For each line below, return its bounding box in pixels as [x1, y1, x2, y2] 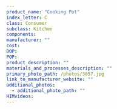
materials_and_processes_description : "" [6, 65, 113, 71]
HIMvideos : [6, 93, 34, 99]
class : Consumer [6, 20, 47, 26]
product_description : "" [6, 59, 69, 65]
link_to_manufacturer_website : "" [6, 76, 94, 82]
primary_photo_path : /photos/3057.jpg [6, 71, 104, 77]
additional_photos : [6, 82, 56, 88]
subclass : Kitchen [6, 25, 53, 32]
